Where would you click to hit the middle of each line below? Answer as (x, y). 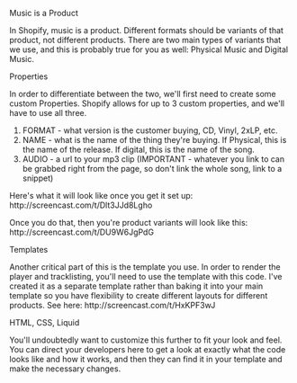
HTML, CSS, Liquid (45, 322)
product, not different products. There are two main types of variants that (145, 40)
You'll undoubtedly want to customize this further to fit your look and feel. (146, 340)
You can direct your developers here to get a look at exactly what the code (148, 349)
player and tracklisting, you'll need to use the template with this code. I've (146, 276)
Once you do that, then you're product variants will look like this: (129, 223)
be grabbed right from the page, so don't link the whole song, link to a (152, 169)
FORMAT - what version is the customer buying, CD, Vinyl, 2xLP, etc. (150, 130)
